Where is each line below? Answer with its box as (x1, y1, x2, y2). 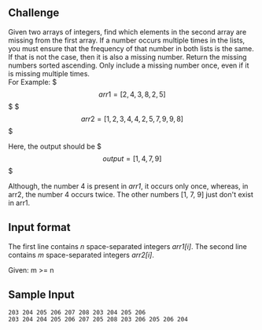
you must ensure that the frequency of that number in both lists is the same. (8, 43, 254, 53)
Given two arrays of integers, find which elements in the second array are (8, 27, 247, 36)
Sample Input (8, 288, 75, 302)
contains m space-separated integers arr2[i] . (8, 250, 155, 259)
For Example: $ (8, 77, 57, 86)
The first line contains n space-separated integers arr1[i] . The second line (8, 241, 248, 251)
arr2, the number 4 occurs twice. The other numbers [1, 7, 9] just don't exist (8, 189, 254, 199)
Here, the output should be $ (8, 141, 102, 151)
